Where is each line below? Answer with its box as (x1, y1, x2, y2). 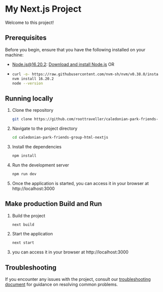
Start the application (12, 231, 53, 237)
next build (12, 222, 35, 227)
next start (12, 240, 35, 245)
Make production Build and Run (5, 200, 102, 208)
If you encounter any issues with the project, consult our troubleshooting (5, 276, 151, 282)
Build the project (12, 212, 45, 218)
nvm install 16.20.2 (12, 76, 54, 81)
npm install (12, 153, 36, 158)
